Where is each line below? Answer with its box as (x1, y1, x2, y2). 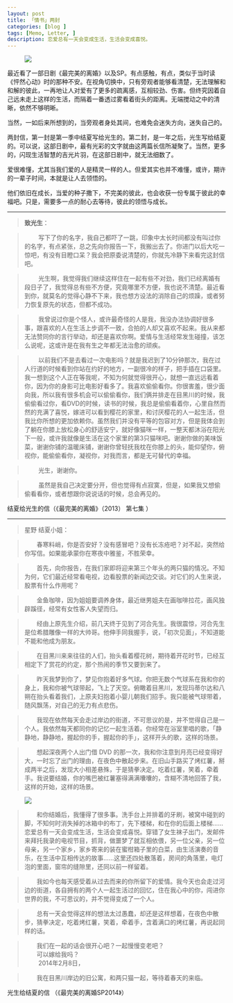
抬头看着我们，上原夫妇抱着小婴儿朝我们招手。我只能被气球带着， (36, 693, 225, 701)
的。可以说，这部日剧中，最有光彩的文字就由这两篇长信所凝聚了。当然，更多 (7, 142, 226, 150)
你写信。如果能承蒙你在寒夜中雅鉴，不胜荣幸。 (24, 549, 158, 558)
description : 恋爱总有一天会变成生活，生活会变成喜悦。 (7, 36, 151, 43)
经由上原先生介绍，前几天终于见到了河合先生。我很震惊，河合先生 (36, 620, 225, 628)
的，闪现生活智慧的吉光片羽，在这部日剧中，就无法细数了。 (7, 151, 178, 159)
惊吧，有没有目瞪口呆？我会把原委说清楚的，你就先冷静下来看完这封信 (24, 251, 225, 259)
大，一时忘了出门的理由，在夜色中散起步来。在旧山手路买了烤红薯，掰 (24, 756, 225, 765)
